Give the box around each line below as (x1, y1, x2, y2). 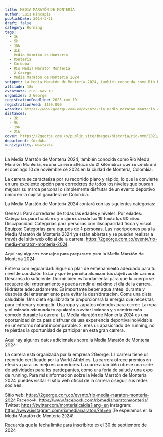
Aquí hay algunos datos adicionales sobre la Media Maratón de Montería (5, 337, 150, 343)
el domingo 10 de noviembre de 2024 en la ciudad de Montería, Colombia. (5, 166, 153, 172)
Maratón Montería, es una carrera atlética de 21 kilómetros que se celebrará (5, 161, 157, 167)
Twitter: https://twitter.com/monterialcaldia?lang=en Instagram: (5, 402, 131, 408)
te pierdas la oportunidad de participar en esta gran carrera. (5, 327, 125, 333)
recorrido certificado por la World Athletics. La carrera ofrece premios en (5, 356, 151, 363)
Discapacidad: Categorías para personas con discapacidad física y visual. (5, 220, 153, 226)
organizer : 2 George (5, 93, 47, 98)
